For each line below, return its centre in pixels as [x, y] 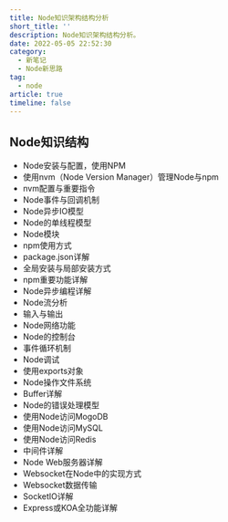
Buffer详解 [42, 394]
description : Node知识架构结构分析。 [75, 35]
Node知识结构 [49, 142]
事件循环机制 [47, 349]
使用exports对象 [53, 371]
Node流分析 [45, 303]
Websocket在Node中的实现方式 [82, 474]
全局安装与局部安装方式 [67, 268]
